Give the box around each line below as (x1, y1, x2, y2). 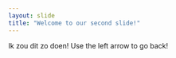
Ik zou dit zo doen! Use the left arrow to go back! (8, 41, 169, 50)
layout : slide (8, 11, 56, 20)
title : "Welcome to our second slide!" (8, 19, 141, 27)
